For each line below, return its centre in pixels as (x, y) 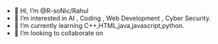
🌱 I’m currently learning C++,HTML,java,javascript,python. (99, 25)
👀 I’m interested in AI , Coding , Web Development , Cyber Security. (112, 18)
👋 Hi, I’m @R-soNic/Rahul (51, 11)
